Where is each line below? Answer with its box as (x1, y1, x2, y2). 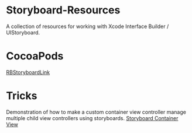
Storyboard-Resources (6, 3, 121, 17)
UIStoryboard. (6, 29, 40, 36)
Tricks (6, 89, 37, 103)
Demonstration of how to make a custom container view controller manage (6, 108, 186, 116)
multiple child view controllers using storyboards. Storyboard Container (6, 114, 179, 121)
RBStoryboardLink (6, 68, 50, 76)
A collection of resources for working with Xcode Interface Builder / (6, 23, 169, 30)
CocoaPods (6, 50, 64, 63)
